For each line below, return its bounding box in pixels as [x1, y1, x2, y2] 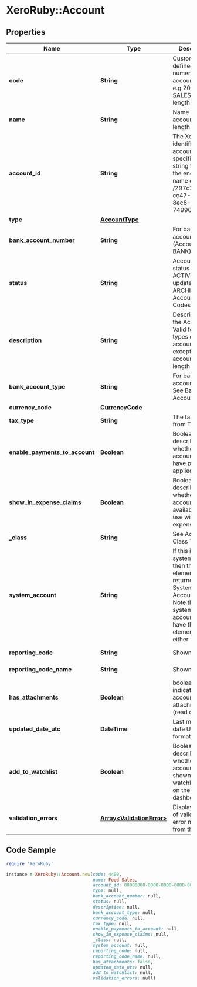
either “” [172, 635, 196, 643]
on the [172, 786, 191, 794]
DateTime [100, 725, 128, 733]
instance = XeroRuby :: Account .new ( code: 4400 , [6, 871, 122, 877]
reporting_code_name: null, [93, 953, 161, 959]
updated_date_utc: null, [93, 964, 154, 971]
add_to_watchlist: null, [93, 970, 154, 976]
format [172, 733, 191, 740]
